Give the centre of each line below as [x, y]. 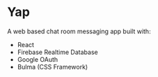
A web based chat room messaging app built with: [79, 31]
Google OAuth [38, 59]
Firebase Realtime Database [58, 52]
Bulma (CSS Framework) [53, 67]
